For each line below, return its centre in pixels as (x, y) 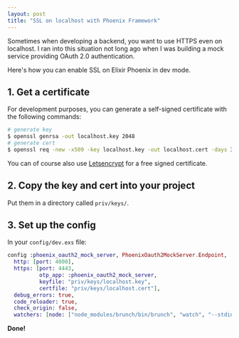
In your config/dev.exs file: (47, 242)
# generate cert (31, 143)
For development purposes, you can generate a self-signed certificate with (117, 109)
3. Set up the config (52, 225)
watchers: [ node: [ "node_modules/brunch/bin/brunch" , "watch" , (109, 315)
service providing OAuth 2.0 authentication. (71, 56)
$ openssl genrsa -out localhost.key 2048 (71, 137)
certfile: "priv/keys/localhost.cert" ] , (100, 288)
